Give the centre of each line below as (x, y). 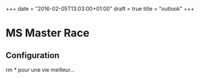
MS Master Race (48, 33)
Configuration (33, 55)
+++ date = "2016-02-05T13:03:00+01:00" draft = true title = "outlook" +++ (100, 9)
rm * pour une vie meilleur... (40, 70)
